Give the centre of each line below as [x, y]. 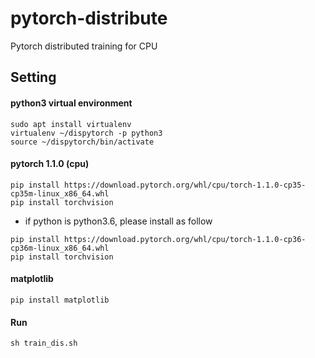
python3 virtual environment [71, 103]
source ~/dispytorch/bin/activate [82, 142]
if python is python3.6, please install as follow [118, 221]
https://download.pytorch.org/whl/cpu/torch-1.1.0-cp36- [185, 239]
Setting [33, 77]
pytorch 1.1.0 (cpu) [50, 164]
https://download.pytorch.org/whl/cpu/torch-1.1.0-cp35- [185, 185]
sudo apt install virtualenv [71, 124]
